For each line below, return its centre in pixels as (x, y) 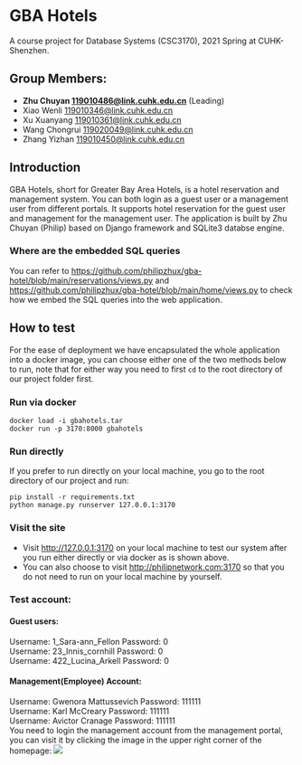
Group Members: (58, 79)
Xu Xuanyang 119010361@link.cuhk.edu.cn (102, 119)
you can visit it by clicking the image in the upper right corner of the (136, 740)
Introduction (45, 168)
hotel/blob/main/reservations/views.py (81, 280)
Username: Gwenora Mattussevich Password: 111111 (105, 701)
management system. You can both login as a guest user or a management (149, 199)
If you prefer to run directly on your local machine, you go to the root (137, 471)
